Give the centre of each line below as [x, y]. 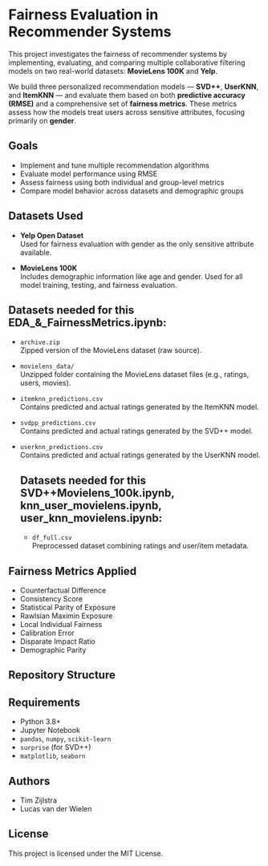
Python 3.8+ [41, 722]
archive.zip [40, 342]
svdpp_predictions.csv [58, 423]
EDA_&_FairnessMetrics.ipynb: [87, 322]
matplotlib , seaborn [53, 756]
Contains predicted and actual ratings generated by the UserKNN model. [140, 455]
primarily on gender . [42, 120]
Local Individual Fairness [61, 624]
